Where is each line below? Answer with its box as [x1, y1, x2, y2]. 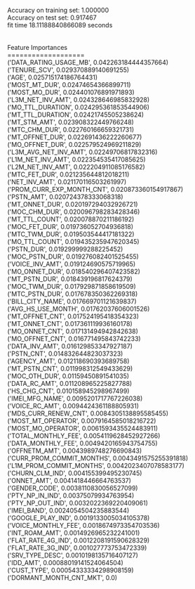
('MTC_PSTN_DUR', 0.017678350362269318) [7, 290, 138, 298]
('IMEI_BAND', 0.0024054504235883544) [7, 506, 130, 514]
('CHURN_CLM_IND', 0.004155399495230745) [7, 469, 142, 477]
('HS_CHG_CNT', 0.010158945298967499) [7, 387, 130, 395]
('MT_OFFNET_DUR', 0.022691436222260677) [7, 133, 142, 141]
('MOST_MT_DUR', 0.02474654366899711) [7, 81, 131, 89]
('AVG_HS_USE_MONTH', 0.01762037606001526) [7, 305, 150, 313]
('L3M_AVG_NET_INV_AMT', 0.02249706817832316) [7, 148, 158, 156]
